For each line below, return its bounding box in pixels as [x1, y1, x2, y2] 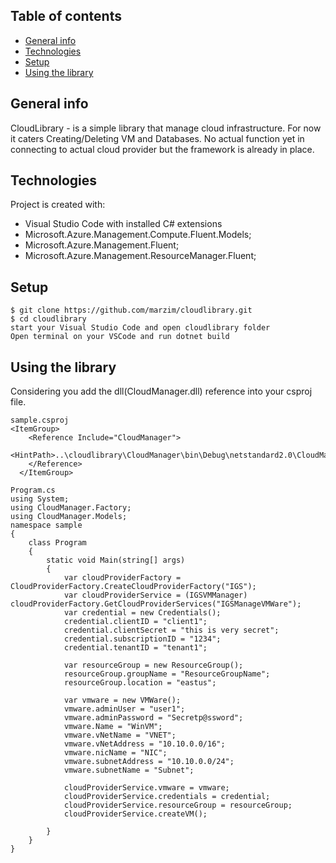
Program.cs [10, 485, 56, 496]
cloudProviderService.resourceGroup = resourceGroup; [63, 800, 293, 811]
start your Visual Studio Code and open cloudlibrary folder [10, 323, 271, 333]
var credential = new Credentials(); [63, 608, 222, 618]
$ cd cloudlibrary [10, 314, 87, 324]
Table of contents [10, 8, 122, 25]
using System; [10, 494, 70, 504]
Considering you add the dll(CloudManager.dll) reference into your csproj [10, 385, 313, 398]
